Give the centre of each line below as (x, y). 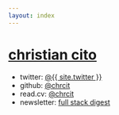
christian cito (53, 54)
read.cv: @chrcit (46, 94)
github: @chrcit (45, 85)
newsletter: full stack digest (65, 102)
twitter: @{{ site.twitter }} (61, 77)
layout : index (32, 15)
